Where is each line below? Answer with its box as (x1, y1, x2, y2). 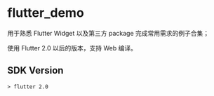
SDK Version (7, 64, 64, 76)
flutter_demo (7, 5, 84, 21)
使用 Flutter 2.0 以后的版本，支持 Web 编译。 (7, 43, 137, 52)
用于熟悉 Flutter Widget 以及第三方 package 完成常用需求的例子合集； (7, 29, 210, 37)
